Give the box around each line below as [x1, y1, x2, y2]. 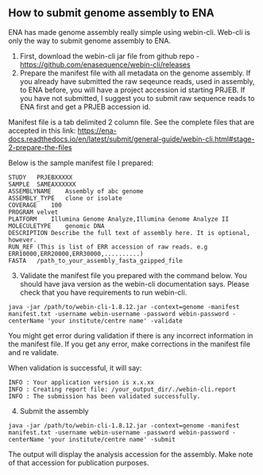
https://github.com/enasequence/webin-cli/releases [19, 60, 191, 69]
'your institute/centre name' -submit [47, 435, 176, 443]
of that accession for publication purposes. [8, 458, 149, 467]
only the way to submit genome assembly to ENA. [8, 36, 172, 45]
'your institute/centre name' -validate [47, 317, 183, 325]
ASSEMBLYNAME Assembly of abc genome [8, 187, 145, 195]
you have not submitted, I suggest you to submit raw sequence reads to [19, 93, 255, 102]
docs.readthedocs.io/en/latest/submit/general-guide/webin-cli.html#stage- [8, 134, 255, 144]
